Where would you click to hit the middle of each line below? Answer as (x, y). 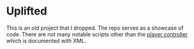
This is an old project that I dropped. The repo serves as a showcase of (95, 28)
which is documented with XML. (46, 41)
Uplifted (27, 11)
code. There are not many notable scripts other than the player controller (97, 34)
